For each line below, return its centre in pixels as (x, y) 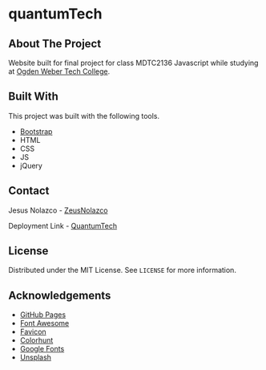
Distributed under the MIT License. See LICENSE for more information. (122, 270)
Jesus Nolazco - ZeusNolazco (58, 210)
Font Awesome (44, 323)
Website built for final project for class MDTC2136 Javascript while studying (133, 63)
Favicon (33, 332)
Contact (29, 191)
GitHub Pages (43, 315)
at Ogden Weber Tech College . (59, 71)
